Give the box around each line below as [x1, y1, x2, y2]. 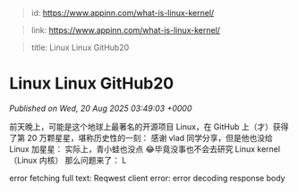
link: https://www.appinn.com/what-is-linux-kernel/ [30, 25, 221, 35]
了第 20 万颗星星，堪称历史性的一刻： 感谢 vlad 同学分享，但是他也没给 [9, 132, 273, 143]
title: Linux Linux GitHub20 [30, 42, 130, 53]
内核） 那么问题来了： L [38, 154, 127, 165]
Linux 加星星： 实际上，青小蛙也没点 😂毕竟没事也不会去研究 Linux [9, 143, 256, 154]
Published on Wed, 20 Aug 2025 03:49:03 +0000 [9, 103, 192, 113]
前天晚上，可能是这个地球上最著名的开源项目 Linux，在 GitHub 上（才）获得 [9, 121, 289, 132]
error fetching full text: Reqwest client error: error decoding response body [9, 172, 285, 183]
